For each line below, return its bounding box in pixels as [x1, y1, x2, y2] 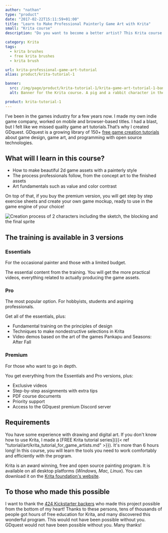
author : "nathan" [5, 7, 41, 13]
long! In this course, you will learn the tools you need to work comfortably [5, 447, 157, 453]
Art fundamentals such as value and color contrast [12, 183, 117, 189]
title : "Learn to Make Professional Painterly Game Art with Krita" [5, 21, 151, 27]
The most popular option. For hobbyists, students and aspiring [5, 298, 133, 304]
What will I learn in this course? [5, 154, 105, 163]
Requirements [5, 418, 50, 427]
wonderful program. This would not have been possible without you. [5, 516, 146, 523]
